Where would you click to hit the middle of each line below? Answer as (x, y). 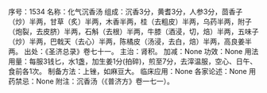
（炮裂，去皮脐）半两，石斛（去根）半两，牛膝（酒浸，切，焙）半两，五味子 (133, 31)
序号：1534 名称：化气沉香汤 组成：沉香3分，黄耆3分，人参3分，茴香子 (126, 12)
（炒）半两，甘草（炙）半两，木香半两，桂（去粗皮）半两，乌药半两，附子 (130, 21)
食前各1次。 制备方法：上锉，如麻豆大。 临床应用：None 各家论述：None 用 (132, 71)
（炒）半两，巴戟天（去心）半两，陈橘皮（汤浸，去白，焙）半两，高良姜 (126, 41)
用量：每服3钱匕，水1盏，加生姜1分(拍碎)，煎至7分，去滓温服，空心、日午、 (133, 61)
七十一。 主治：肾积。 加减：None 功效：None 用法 (174, 51)
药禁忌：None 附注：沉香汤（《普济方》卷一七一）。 (91, 81)
